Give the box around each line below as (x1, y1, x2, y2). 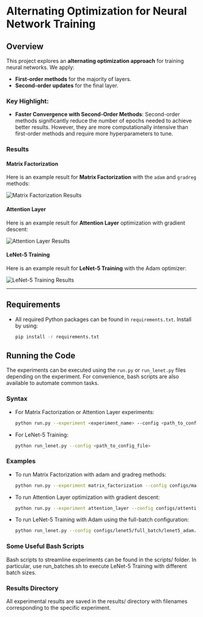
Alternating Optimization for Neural (6, 4, 187, 18)
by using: (14, 322, 38, 329)
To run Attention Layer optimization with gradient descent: (14, 493, 160, 501)
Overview (6, 41, 44, 51)
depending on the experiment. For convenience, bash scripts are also (6, 373, 179, 380)
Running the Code (6, 350, 76, 361)
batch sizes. (6, 569, 37, 576)
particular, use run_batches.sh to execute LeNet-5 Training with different (6, 562, 187, 570)
